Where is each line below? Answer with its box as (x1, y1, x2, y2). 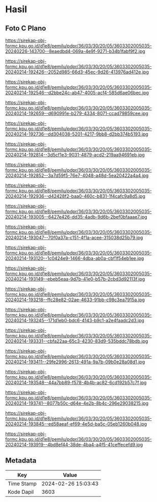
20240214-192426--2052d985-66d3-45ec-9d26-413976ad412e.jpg (5, 69, 149, 75)
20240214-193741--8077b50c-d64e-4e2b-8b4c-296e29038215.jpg (5, 400, 149, 406)
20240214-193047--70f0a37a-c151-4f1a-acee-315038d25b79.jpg (5, 234, 143, 241)
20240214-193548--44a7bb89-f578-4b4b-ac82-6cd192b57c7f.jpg (5, 380, 147, 385)
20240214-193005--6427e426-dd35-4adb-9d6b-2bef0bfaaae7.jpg (5, 214, 147, 220)
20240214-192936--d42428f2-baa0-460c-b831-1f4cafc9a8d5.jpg (5, 193, 146, 199)
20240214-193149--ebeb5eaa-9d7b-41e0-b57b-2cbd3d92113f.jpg (5, 276, 145, 282)
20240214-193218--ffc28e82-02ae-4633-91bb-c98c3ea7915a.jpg (5, 297, 145, 303)
